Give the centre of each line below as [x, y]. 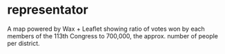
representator [48, 10]
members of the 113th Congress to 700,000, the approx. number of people [113, 36]
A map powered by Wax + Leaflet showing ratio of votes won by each [106, 29]
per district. [23, 43]
